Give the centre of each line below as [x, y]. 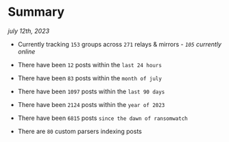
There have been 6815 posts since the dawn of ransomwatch [103, 118]
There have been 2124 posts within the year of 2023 [91, 104]
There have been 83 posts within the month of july [89, 78]
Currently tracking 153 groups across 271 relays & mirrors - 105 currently [120, 44]
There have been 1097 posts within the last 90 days [91, 91]
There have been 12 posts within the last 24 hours [89, 64]
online [26, 51]
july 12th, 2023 [29, 31]
